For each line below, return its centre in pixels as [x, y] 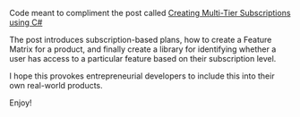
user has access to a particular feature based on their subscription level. [143, 58]
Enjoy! [21, 103]
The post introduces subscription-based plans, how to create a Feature [141, 40]
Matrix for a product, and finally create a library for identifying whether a [143, 49]
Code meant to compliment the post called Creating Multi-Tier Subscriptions [150, 13]
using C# [26, 22]
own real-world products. [56, 85]
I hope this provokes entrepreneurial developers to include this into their [142, 76]
